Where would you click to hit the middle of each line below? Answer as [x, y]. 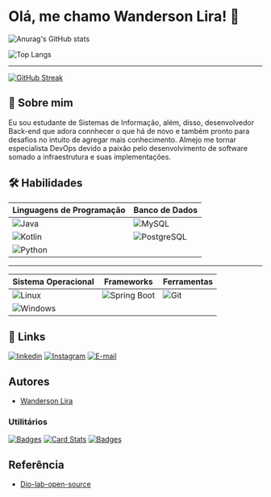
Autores [29, 381]
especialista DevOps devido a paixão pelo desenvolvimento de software [128, 148]
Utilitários [28, 422]
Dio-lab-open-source [55, 484]
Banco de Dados [166, 210]
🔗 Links [27, 337]
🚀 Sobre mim [41, 103]
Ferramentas [188, 282]
